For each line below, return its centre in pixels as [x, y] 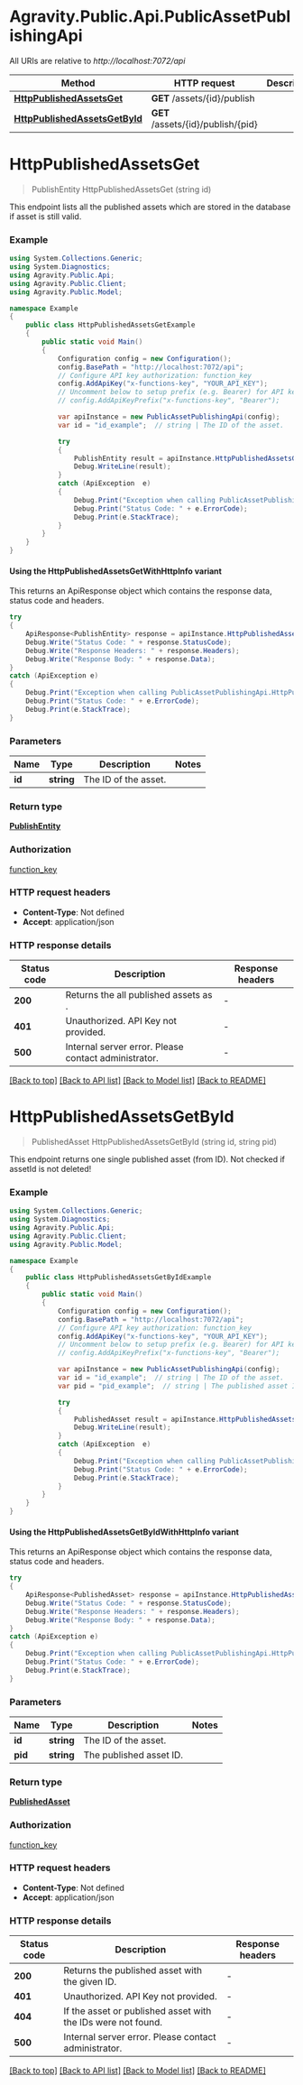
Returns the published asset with [133, 1970]
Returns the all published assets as [139, 995]
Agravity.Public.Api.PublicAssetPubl [150, 17]
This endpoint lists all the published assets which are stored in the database [150, 207]
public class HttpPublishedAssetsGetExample [110, 325]
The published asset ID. [133, 1755]
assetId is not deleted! [50, 1169]
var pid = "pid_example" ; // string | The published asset [173, 1386]
